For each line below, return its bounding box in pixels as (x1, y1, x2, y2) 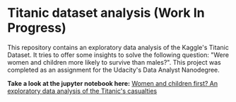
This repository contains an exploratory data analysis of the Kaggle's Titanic (7, 43, 230, 51)
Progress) (7, 20, 67, 36)
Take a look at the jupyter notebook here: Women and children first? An (7, 79, 218, 87)
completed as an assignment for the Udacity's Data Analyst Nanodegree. (7, 65, 220, 74)
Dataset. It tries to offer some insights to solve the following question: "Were (7, 51, 230, 59)
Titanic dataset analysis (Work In (7, 5, 205, 21)
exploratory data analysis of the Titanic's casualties (7, 87, 158, 95)
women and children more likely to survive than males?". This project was (7, 58, 221, 66)
